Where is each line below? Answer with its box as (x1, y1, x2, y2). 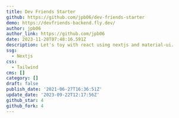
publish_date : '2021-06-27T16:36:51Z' (6, 86, 102, 92)
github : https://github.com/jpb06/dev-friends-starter (6, 14, 145, 20)
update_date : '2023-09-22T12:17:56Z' (6, 92, 100, 98)
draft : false (6, 81, 39, 87)
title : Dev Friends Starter (6, 8, 76, 15)
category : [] (6, 75, 39, 81)
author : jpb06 (6, 25, 42, 32)
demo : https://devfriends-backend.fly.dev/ (6, 20, 116, 26)
